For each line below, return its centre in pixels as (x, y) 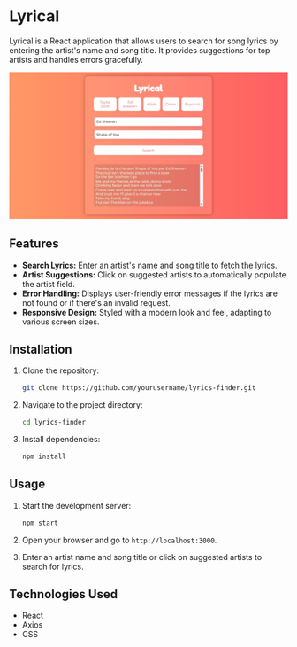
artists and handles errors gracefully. (76, 59)
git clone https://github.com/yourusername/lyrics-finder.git (139, 388)
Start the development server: (76, 505)
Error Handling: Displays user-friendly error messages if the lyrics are (150, 293)
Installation (41, 349)
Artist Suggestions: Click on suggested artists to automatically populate (154, 274)
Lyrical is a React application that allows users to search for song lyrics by (144, 41)
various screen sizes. (61, 322)
